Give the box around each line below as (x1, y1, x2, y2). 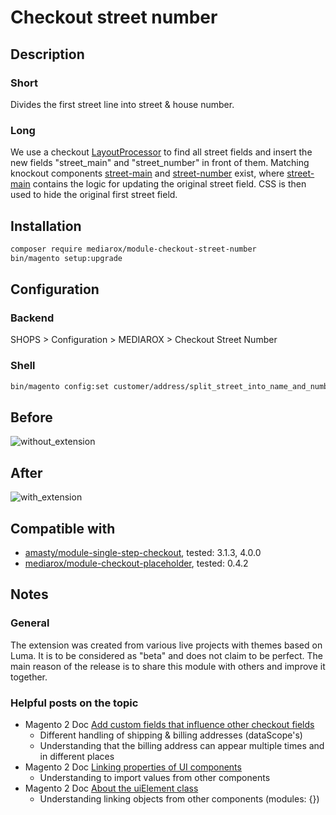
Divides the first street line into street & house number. (10, 98, 235, 110)
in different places (39, 751, 115, 763)
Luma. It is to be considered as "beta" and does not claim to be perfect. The (10, 649, 323, 661)
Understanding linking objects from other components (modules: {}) (39, 793, 320, 805)
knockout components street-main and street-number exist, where (10, 167, 285, 180)
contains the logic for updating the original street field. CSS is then (32, 178, 307, 190)
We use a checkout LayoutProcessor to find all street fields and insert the (10, 146, 313, 158)
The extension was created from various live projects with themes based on (10, 639, 323, 651)
